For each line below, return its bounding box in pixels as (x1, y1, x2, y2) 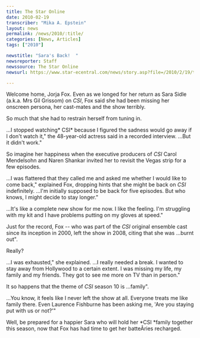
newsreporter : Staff (6, 58, 58, 64)
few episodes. (6, 163, 41, 170)
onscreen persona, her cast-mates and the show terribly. (6, 104, 146, 111)
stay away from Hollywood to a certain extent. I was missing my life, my (6, 265, 182, 273)
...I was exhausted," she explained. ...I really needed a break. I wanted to (6, 259, 183, 266)
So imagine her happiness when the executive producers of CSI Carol (6, 151, 177, 158)
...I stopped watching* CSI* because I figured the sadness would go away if (6, 126, 192, 134)
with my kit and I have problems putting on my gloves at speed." (6, 212, 164, 219)
